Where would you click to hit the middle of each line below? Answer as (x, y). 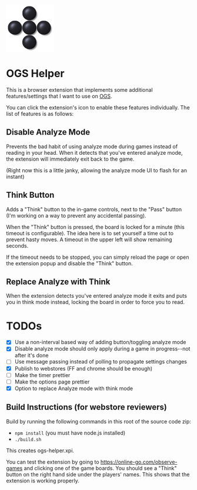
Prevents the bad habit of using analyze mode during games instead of (92, 146)
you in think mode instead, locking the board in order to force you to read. (96, 302)
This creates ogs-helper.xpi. (40, 450)
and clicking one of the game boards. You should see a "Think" (100, 468)
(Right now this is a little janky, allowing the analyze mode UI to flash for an (96, 170)
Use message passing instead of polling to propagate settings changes (101, 362)
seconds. (17, 245)
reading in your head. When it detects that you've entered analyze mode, (94, 152)
